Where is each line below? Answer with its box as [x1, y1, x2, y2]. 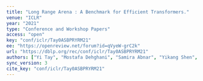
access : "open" [6, 32, 45, 38]
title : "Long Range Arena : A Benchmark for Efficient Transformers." [6, 9, 190, 15]
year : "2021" [6, 20, 40, 26]
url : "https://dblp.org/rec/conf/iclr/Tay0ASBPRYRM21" [6, 49, 149, 55]
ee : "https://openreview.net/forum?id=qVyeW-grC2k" [6, 43, 140, 49]
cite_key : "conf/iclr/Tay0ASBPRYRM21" [6, 65, 105, 72]
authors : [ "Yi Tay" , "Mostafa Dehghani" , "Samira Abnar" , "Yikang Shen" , [6, 54, 198, 60]
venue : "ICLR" [6, 15, 43, 21]
